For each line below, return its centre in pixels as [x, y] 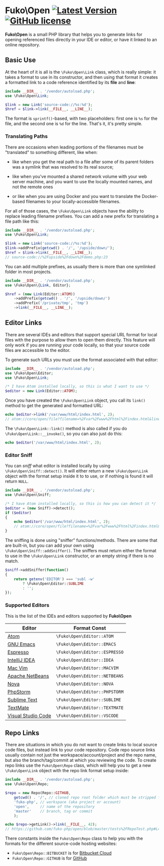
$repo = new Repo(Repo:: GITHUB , [38, 793]
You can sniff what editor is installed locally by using [58, 466]
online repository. [23, 44]
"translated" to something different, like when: [51, 152]
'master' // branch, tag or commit [53, 811]
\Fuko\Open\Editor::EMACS [86, 644]
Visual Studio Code [29, 715]
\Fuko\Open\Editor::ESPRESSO [90, 652]
